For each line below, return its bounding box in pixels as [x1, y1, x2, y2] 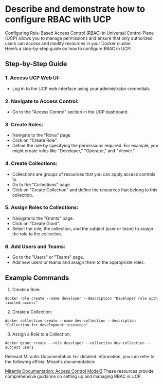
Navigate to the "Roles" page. [12, 132, 72, 138]
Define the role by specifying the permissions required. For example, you [12, 143, 159, 149]
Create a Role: [12, 286, 41, 292]
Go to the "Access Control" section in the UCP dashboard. [12, 109, 129, 114]
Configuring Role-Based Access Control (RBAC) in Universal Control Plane [5, 30, 154, 36]
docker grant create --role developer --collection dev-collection [5, 340, 145, 345]
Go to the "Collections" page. [12, 181, 72, 187]
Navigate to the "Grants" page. [12, 215, 74, 221]
